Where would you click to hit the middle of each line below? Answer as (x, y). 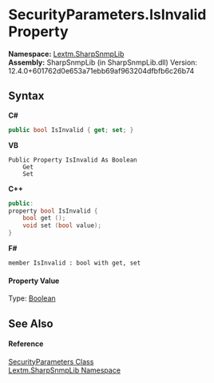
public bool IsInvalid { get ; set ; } (71, 130)
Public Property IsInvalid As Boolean (73, 160)
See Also (31, 323)
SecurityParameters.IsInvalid (107, 15)
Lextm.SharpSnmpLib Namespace (65, 370)
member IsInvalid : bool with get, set (75, 263)
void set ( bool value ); (62, 225)
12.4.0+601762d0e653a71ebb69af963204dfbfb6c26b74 (101, 70)
